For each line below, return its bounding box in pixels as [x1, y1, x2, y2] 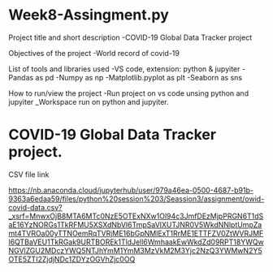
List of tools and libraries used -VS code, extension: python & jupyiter [8, 63, 240, 74]
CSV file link [8, 169, 50, 179]
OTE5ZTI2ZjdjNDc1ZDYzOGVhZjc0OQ [8, 254, 136, 264]
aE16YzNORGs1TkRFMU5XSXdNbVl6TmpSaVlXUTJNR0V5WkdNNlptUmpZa [8, 219, 262, 229]
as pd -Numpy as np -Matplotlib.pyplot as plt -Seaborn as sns [35, 72, 242, 82]
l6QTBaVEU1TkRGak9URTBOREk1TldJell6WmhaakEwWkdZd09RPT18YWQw [8, 237, 264, 247]
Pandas [8, 72, 34, 82]
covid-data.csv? [8, 202, 63, 212]
